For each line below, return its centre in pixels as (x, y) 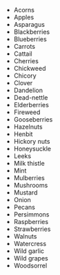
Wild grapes (31, 258)
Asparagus (29, 24)
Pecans (24, 207)
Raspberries (31, 222)
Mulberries (29, 178)
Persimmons (31, 214)
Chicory (25, 76)
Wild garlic (29, 251)
